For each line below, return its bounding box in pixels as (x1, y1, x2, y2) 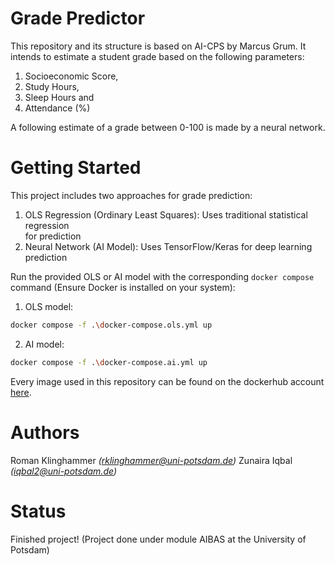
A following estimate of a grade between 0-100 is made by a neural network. (10, 121, 326, 133)
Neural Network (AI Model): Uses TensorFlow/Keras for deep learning (24, 240, 313, 252)
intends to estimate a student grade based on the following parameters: (10, 50, 305, 62)
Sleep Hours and (24, 91, 95, 103)
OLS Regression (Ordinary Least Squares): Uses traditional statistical (24, 208, 308, 221)
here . (10, 386, 32, 398)
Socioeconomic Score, (24, 70, 119, 82)
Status (10, 500, 67, 522)
